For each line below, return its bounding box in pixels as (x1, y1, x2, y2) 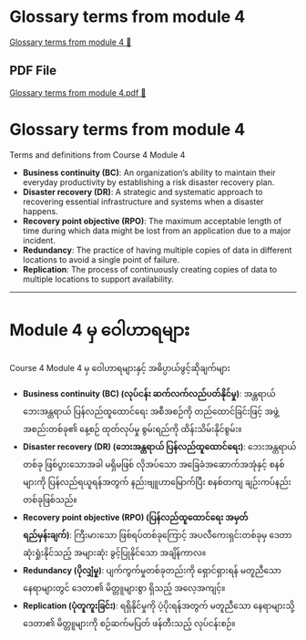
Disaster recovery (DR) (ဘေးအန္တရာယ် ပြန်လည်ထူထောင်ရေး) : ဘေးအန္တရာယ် (22, 440, 297, 452)
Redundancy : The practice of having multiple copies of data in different (22, 244, 292, 255)
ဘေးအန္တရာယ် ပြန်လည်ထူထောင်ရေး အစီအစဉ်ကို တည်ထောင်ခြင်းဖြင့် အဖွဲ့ (22, 406, 280, 417)
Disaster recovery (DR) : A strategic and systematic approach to (22, 186, 263, 197)
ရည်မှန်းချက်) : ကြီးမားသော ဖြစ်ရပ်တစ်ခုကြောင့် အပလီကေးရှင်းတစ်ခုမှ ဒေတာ (22, 529, 292, 540)
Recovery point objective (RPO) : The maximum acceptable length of (22, 215, 282, 226)
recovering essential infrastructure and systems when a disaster (22, 196, 264, 207)
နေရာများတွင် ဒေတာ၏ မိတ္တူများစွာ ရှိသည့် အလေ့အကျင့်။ (22, 582, 226, 594)
